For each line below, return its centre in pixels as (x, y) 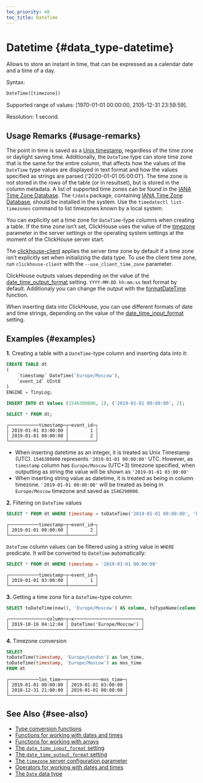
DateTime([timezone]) (34, 94)
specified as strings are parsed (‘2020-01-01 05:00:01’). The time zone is (97, 176)
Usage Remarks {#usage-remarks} (73, 136)
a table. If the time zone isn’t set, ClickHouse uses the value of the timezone (101, 226)
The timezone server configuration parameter (71, 761)
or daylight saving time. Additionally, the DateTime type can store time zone (99, 157)
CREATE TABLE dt (27, 364)
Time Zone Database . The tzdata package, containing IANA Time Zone (95, 196)
